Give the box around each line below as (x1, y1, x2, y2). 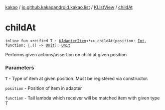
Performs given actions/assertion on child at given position (5, 51, 127, 57)
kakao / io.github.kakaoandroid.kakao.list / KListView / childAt (5, 5, 133, 10)
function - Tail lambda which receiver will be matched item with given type (5, 95, 160, 101)
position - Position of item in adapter (5, 85, 82, 91)
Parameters (5, 64, 34, 71)
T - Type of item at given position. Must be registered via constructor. (5, 75, 148, 82)
